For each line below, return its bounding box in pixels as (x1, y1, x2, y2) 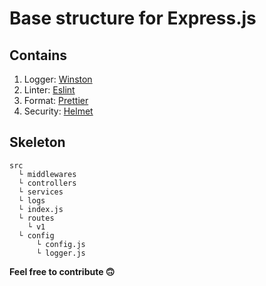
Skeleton (9, 134, 66, 151)
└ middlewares (18, 169, 77, 179)
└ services (18, 187, 64, 197)
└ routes (18, 213, 55, 223)
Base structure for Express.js (9, 7, 257, 30)
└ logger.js (35, 248, 86, 258)
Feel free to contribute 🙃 (9, 265, 116, 277)
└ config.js (35, 239, 86, 249)
